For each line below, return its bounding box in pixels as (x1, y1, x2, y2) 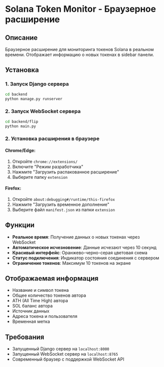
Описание (5, 33, 38, 42)
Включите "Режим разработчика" (12, 164, 83, 169)
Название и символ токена (12, 287, 69, 293)
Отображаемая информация (5, 274, 99, 283)
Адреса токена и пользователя (12, 313, 78, 319)
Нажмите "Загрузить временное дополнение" (12, 201, 109, 207)
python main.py (5, 124, 36, 129)
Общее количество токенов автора (12, 292, 86, 298)
